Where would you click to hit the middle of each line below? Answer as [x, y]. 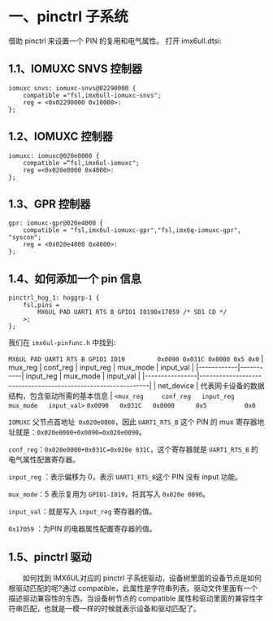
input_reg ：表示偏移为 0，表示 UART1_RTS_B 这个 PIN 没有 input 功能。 [125, 477]
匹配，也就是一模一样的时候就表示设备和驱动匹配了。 [111, 608]
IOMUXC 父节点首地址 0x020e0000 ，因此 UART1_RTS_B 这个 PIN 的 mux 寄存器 [133, 422]
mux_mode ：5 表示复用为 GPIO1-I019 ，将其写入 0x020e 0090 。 [109, 494]
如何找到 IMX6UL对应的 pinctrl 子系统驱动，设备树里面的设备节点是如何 [142, 578]
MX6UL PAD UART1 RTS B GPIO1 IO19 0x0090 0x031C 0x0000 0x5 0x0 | [136, 359]
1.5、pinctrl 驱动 [50, 557]
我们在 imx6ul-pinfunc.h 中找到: [62, 343]
